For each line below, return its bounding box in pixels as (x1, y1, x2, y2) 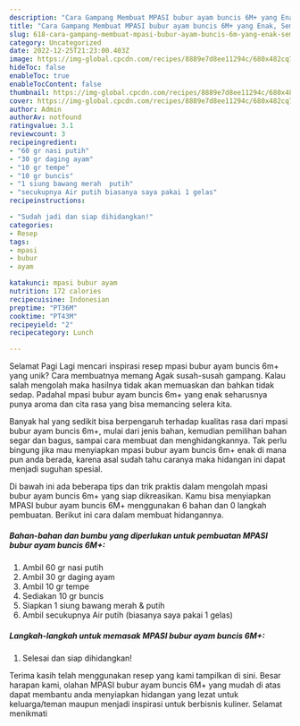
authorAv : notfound (9, 113, 82, 122)
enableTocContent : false (9, 80, 102, 89)
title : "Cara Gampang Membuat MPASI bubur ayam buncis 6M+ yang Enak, (9, 21, 278, 30)
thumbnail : (9, 88, 50, 97)
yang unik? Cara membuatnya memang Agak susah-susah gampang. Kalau (9, 371, 286, 381)
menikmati (9, 708, 47, 719)
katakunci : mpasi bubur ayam (9, 278, 118, 287)
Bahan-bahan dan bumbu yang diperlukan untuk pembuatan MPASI (9, 530, 268, 541)
